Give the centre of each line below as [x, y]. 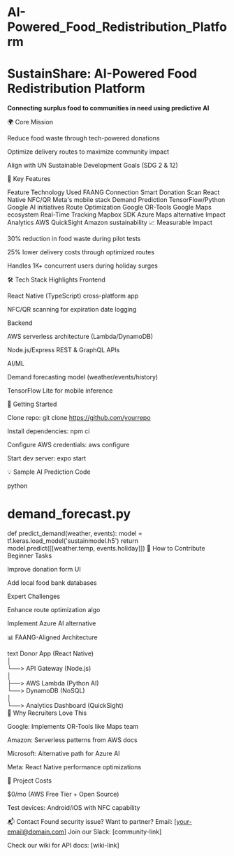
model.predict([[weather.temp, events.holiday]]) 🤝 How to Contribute [106, 549]
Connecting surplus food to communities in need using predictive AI [108, 108]
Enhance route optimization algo [54, 610]
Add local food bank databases [52, 583]
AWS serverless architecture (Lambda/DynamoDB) [80, 337]
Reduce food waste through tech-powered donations [83, 138]
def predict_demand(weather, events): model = [75, 534]
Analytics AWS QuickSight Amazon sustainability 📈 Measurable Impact [110, 223]
